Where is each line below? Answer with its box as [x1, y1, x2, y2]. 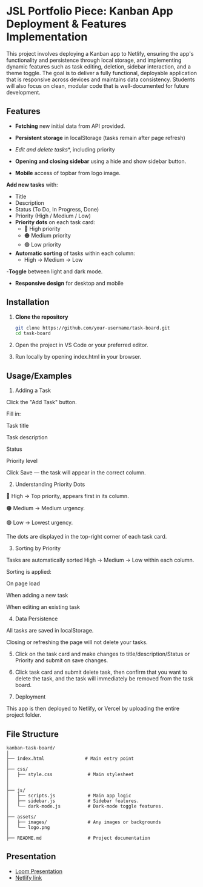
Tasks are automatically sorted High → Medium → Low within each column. [6, 556, 195, 564]
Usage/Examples [6, 371, 72, 381]
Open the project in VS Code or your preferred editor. [15, 341, 148, 349]
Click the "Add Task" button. [6, 399, 77, 406]
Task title [6, 422, 29, 430]
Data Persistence [15, 615, 58, 622]
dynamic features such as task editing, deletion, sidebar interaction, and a [6, 62, 191, 70]
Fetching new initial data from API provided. [15, 122, 125, 130]
